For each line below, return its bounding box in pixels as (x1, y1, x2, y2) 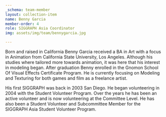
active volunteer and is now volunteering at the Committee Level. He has (5, 95, 155, 101)
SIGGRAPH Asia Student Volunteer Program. (5, 106, 96, 112)
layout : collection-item (5, 12, 57, 17)
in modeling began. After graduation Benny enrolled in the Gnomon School (5, 64, 158, 70)
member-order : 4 (5, 21, 39, 26)
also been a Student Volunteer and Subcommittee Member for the (5, 101, 141, 106)
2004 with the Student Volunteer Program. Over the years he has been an (5, 90, 157, 96)
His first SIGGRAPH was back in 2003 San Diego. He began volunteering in (5, 85, 160, 90)
